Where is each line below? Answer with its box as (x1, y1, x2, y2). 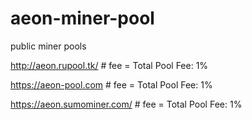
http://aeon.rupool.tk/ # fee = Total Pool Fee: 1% (10, 59, 209, 71)
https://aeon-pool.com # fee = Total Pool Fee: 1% (10, 78, 213, 91)
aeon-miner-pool (10, 7, 155, 30)
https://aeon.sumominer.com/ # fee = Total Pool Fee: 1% (10, 98, 243, 110)
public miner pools (10, 40, 87, 52)
